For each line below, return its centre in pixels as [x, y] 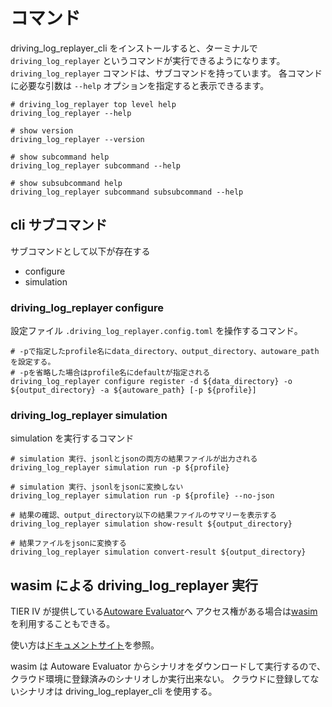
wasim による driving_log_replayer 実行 [134, 585]
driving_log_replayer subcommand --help [96, 165]
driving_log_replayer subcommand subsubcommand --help [127, 192]
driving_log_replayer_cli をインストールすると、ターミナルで [134, 48]
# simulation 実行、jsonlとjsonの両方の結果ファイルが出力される [134, 459]
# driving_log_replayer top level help [93, 104]
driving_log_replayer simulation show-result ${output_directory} [151, 524]
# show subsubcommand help [66, 183]
